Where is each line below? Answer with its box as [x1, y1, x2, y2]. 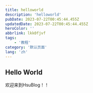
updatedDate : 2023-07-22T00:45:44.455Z [5, 21, 88, 27]
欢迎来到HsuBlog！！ [5, 82, 49, 88]
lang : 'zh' [5, 49, 28, 54]
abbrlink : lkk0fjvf [5, 31, 46, 36]
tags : [5, 36, 16, 41]
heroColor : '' [5, 26, 35, 31]
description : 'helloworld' [5, 12, 61, 17]
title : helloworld [5, 7, 43, 13]
